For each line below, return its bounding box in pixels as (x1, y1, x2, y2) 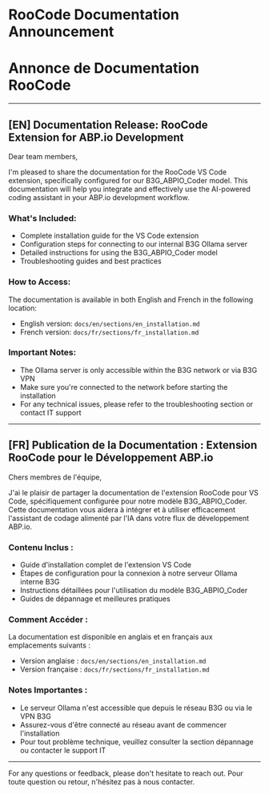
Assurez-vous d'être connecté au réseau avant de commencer (19, 720, 227, 729)
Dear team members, (8, 151, 78, 161)
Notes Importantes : (8, 684, 88, 696)
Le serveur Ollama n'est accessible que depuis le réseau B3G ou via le (19, 703, 253, 712)
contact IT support (19, 407, 82, 417)
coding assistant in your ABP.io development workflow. (8, 192, 190, 202)
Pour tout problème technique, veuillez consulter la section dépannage (19, 736, 254, 746)
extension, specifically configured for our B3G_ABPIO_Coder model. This (8, 175, 248, 185)
